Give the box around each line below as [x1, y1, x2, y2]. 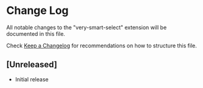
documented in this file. [6, 30, 66, 37]
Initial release [15, 75, 49, 83]
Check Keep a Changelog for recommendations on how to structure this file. [6, 42, 198, 49]
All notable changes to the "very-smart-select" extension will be [6, 24, 167, 31]
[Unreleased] [6, 59, 58, 70]
